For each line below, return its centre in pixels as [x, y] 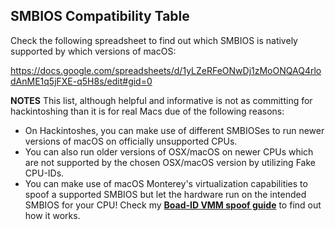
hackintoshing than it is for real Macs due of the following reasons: [147, 111]
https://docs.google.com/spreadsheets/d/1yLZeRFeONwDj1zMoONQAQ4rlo [166, 70]
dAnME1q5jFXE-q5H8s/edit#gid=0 [81, 81]
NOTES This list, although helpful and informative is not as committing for [161, 100]
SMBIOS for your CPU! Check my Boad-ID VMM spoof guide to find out [173, 205]
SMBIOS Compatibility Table [100, 16]
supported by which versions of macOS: [93, 51]
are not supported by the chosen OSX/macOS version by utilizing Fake [170, 162]
